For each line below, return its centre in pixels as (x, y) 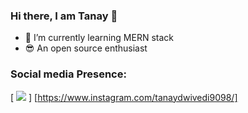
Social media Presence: (68, 74)
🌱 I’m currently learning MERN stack (99, 38)
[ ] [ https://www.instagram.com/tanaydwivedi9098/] (124, 97)
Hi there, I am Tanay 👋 (64, 16)
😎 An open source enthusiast (86, 48)
